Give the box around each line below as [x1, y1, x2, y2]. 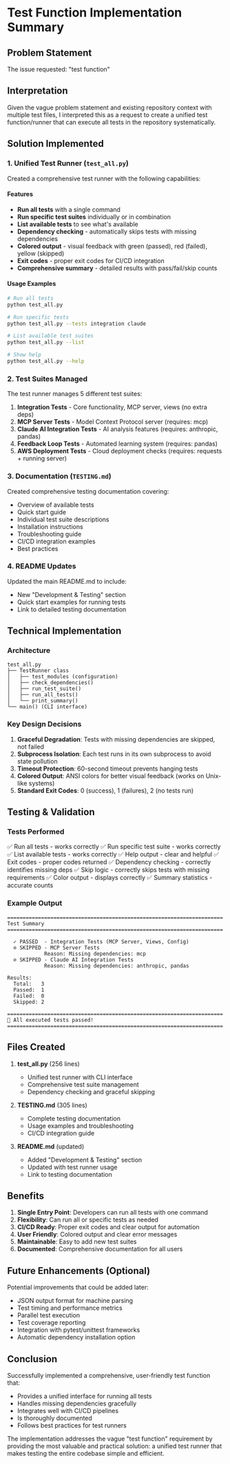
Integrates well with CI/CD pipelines [17, 1407, 119, 1415]
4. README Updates [7, 561, 76, 571]
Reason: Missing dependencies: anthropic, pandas [43, 962, 189, 969]
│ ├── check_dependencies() [7, 680, 94, 687]
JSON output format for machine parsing [17, 1297, 133, 1305]
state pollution [17, 757, 58, 765]
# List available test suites [7, 333, 94, 339]
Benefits [7, 1190, 45, 1202]
